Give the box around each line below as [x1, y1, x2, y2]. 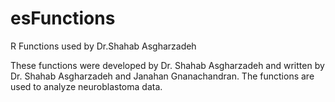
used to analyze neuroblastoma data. [10, 80, 163, 92]
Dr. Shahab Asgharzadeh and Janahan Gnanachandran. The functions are [10, 70, 315, 82]
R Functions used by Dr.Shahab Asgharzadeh [10, 40, 197, 52]
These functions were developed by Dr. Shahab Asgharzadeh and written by [10, 59, 325, 71]
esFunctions [10, 7, 116, 30]
